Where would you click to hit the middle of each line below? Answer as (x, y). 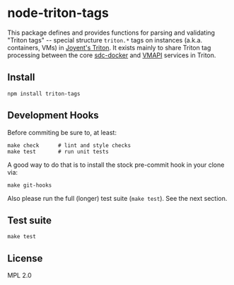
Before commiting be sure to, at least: (62, 132)
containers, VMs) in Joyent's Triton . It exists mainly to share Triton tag (109, 47)
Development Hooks (53, 116)
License (25, 258)
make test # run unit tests (58, 151)
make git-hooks (30, 185)
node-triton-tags (58, 13)
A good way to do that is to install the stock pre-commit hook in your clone (116, 165)
